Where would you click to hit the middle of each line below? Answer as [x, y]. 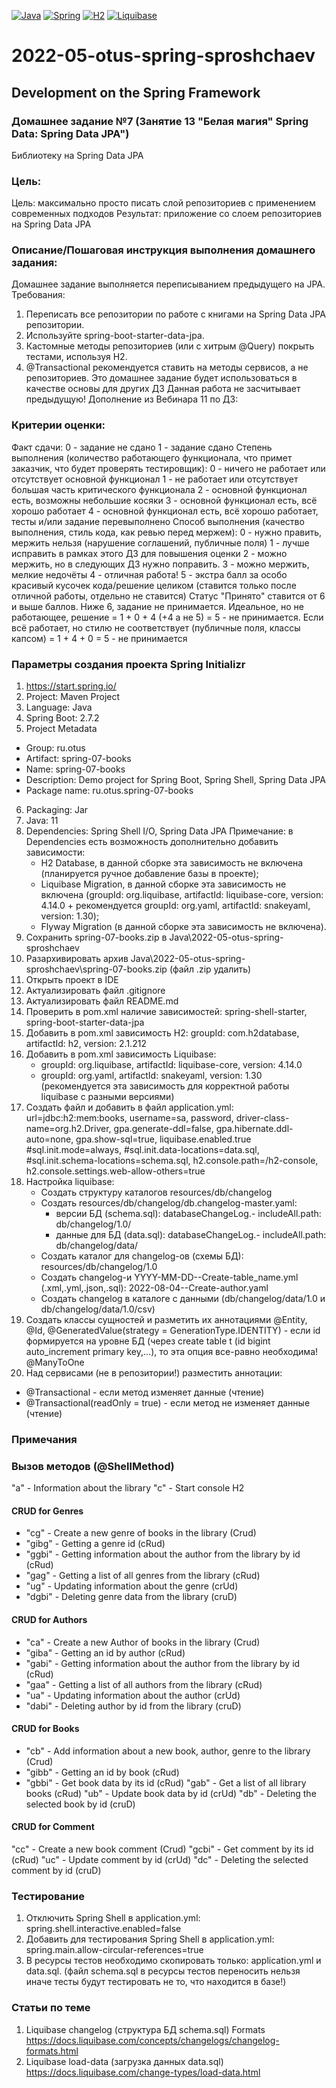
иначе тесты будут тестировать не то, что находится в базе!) [156, 1982]
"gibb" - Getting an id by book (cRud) [102, 1772]
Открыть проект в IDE [72, 980]
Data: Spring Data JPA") [70, 133]
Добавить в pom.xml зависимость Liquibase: [121, 1054]
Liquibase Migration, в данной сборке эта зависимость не [163, 884]
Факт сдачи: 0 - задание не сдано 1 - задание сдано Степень [142, 447]
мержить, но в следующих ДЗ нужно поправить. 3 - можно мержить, [160, 564]
